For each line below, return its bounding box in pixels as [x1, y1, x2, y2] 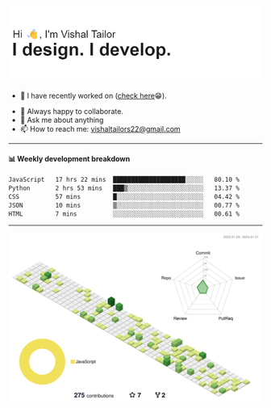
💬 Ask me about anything [19, 116, 104, 125]
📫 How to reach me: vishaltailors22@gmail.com [19, 124, 181, 134]
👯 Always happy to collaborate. [19, 107, 123, 116]
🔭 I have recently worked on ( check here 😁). [19, 91, 167, 101]
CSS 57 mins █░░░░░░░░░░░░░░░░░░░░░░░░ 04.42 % [8, 193, 240, 201]
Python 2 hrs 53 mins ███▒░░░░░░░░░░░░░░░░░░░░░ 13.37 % [8, 184, 240, 192]
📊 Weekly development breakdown [8, 154, 131, 163]
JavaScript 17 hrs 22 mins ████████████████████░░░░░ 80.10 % [8, 176, 240, 184]
